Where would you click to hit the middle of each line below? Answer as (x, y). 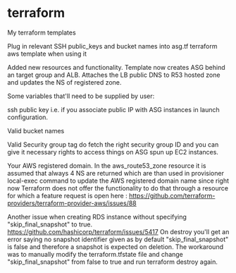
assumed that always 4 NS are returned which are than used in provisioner (116, 173)
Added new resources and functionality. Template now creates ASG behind (116, 67)
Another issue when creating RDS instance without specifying (97, 217)
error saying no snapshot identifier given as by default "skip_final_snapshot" (118, 239)
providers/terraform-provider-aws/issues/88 (72, 203)
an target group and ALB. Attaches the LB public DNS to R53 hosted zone (114, 75)
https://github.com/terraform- (172, 195)
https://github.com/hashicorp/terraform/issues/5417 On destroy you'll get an (118, 231)
